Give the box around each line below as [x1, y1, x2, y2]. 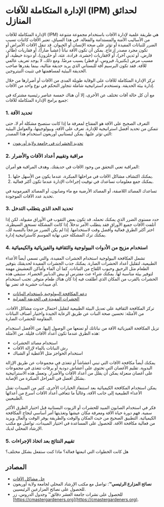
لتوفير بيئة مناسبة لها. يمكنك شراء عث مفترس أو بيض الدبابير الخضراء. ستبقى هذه [5, 271, 153, 277]
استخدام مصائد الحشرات [12, 340, 58, 346]
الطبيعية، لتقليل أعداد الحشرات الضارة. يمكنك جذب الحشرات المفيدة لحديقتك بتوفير [5, 261, 157, 266]
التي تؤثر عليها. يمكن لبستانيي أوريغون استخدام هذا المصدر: [5, 131, 113, 137]
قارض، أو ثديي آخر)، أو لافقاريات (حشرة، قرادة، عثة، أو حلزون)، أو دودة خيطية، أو [5, 52, 153, 58]
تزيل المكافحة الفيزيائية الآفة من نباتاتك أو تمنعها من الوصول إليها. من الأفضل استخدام [5, 325, 159, 331]
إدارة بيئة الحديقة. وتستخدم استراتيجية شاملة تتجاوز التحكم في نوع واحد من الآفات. [5, 82, 154, 88]
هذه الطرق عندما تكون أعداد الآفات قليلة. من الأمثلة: [5, 331, 100, 336]
